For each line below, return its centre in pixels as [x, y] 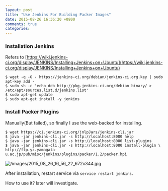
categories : [18, 29]
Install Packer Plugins [32, 112]
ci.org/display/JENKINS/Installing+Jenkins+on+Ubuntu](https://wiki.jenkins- [84, 62]
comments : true [21, 24]
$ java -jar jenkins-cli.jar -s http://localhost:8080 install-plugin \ [83, 145]
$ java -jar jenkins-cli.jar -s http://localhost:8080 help [70, 137]
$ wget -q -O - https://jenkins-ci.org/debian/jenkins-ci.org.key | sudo [84, 77]
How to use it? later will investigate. [42, 183]
